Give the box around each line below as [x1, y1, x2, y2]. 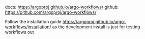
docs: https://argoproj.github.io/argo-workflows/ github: [5, 4, 119, 10]
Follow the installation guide [5, 19, 62, 24]
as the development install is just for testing [52, 24, 140, 30]
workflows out [5, 29, 34, 35]
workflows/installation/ [5, 24, 52, 30]
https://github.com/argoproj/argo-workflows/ [5, 9, 97, 15]
